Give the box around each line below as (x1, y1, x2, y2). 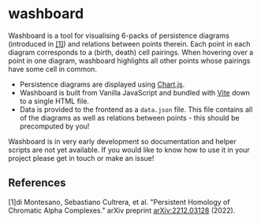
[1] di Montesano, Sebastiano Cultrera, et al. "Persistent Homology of (8, 197, 230, 206)
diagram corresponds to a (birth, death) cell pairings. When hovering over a (8, 47, 254, 57)
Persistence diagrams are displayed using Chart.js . (19, 80, 185, 89)
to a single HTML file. (19, 96, 89, 106)
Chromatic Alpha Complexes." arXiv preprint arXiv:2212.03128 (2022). (8, 206, 236, 215)
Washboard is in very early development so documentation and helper (8, 136, 237, 146)
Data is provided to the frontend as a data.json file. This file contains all (19, 104, 253, 114)
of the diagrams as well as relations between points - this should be (19, 113, 240, 122)
